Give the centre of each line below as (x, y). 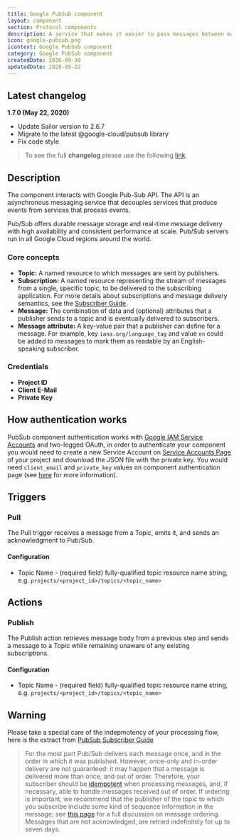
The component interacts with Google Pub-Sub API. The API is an (103, 195)
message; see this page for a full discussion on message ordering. (122, 814)
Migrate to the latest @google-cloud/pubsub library (93, 134)
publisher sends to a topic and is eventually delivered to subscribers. (118, 318)
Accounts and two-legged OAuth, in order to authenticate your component (117, 445)
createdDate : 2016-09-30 (44, 60)
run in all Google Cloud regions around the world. (79, 239)
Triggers (27, 498)
